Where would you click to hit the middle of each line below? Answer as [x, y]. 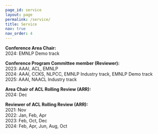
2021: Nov [16, 110]
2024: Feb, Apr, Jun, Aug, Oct [36, 126]
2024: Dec [16, 95]
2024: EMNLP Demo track [32, 53]
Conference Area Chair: [31, 48]
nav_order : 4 [19, 33]
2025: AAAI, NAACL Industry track [41, 79]
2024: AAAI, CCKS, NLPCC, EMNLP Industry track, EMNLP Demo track [79, 74]
